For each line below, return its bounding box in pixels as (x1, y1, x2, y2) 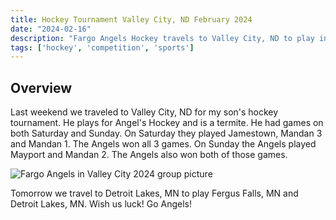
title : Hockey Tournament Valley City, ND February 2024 (10, 14, 253, 25)
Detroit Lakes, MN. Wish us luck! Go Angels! (10, 198, 192, 210)
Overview (10, 79, 73, 96)
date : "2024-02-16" (10, 24, 92, 34)
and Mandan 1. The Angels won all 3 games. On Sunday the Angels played (10, 138, 317, 150)
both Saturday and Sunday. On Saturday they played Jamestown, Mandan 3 (10, 127, 323, 140)
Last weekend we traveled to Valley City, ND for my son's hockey (10, 106, 279, 118)
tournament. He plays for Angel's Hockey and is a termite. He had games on (10, 117, 324, 129)
